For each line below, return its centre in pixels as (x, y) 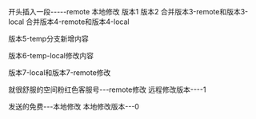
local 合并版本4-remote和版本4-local (69, 22)
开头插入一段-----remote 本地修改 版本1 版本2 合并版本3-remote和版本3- (128, 12)
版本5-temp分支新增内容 (49, 39)
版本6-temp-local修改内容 (51, 56)
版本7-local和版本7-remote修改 (60, 73)
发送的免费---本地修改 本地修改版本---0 (74, 107)
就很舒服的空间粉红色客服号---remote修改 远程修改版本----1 (107, 89)
